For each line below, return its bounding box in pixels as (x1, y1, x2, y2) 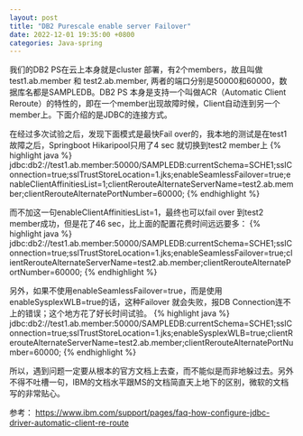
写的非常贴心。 (9, 388, 65, 399)
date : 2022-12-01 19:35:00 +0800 (9, 30, 135, 39)
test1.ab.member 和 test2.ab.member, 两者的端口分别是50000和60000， (9, 76, 280, 87)
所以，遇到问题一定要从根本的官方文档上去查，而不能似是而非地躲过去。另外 (9, 366, 294, 376)
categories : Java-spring (9, 38, 103, 48)
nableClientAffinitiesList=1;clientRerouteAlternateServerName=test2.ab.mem (9, 179, 294, 190)
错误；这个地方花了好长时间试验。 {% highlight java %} (24, 308, 230, 319)
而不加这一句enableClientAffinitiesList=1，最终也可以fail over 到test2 (9, 207, 264, 218)
